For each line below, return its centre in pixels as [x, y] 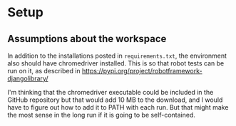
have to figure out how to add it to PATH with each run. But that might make [118, 107]
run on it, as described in [44, 71]
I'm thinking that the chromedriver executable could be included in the [111, 92]
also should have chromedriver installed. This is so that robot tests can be [116, 63]
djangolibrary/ [28, 78]
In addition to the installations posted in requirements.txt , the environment [117, 56]
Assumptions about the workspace [87, 39]
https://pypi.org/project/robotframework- [142, 71]
